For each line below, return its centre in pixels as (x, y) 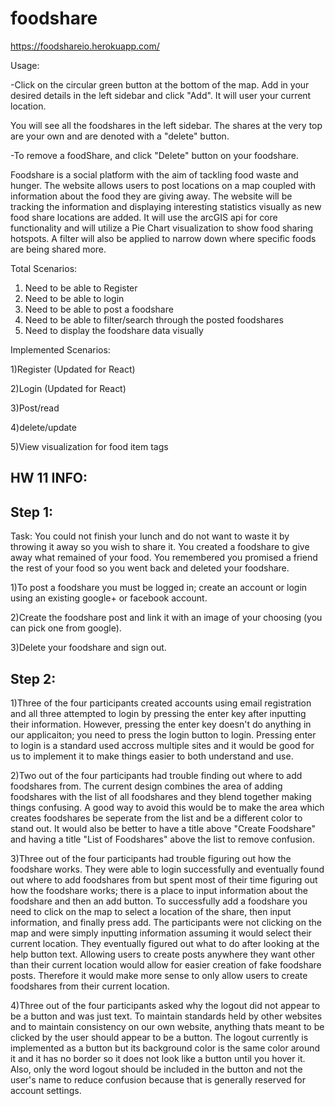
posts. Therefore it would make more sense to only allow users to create (159, 975)
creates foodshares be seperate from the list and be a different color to (156, 818)
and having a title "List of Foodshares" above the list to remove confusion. (162, 839)
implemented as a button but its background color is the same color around (165, 1048)
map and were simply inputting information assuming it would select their (161, 933)
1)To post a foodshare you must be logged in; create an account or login (159, 588)
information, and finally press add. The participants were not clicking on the (166, 922)
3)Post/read (35, 408)
